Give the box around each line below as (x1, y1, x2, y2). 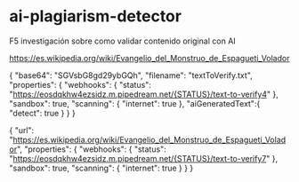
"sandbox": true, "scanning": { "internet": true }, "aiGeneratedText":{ (9, 98, 261, 108)
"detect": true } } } (9, 107, 76, 118)
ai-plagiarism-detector (9, 6, 182, 27)
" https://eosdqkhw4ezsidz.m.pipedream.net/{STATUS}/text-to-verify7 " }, (9, 153, 279, 163)
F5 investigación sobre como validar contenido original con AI (9, 36, 236, 46)
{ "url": (9, 124, 35, 135)
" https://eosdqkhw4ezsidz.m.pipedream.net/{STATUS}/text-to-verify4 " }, (9, 89, 279, 99)
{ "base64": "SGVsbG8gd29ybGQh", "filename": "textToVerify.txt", (9, 69, 253, 81)
